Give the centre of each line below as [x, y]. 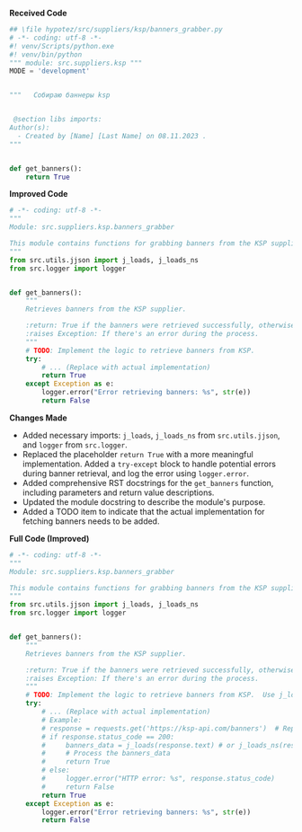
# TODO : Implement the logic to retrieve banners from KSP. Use [151, 695]
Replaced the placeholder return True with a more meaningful [138, 454]
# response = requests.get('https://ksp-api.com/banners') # [160, 728]
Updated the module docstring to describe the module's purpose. [144, 501]
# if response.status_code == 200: [108, 737]
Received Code [38, 13]
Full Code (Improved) [49, 538]
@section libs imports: [58, 119]
